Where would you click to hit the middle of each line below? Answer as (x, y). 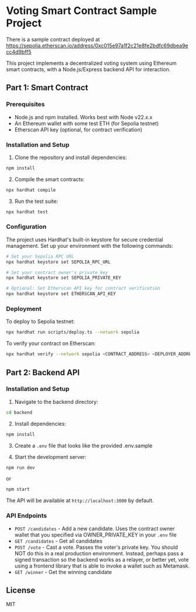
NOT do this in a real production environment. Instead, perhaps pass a (99, 553)
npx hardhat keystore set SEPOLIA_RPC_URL (58, 262)
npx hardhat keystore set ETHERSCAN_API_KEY (61, 294)
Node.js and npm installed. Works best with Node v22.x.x (83, 117)
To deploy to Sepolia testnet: (40, 321)
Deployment (24, 309)
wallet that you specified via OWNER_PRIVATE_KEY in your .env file (95, 535)
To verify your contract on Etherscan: (51, 344)
